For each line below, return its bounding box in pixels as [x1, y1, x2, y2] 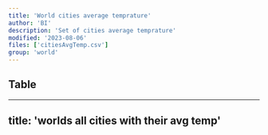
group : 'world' [8, 48, 59, 56]
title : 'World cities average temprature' [8, 11, 152, 20]
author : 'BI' [8, 19, 52, 27]
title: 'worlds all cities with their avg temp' [8, 114, 221, 128]
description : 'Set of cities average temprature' [8, 26, 177, 34]
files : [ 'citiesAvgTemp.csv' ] [8, 41, 109, 49]
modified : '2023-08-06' [8, 33, 88, 42]
